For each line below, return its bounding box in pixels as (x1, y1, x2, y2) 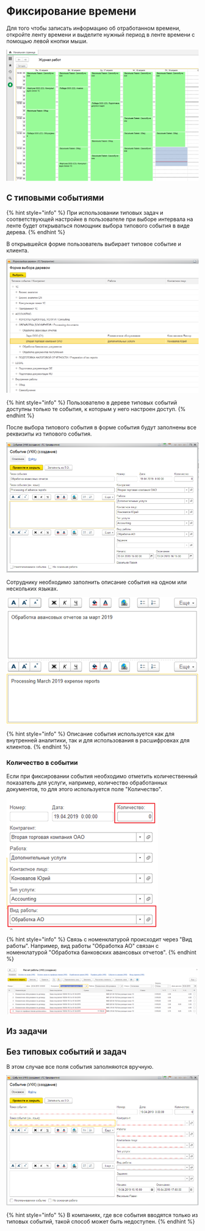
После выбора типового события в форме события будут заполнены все (6, 423, 197, 431)
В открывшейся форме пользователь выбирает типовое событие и (6, 240, 182, 248)
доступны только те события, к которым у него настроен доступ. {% (6, 405, 186, 412)
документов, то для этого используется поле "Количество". (6, 785, 163, 792)
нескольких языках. (6, 584, 59, 592)
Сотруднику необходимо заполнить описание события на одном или (6, 578, 187, 586)
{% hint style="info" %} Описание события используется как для (6, 730, 175, 738)
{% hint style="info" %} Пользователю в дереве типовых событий (6, 398, 178, 406)
